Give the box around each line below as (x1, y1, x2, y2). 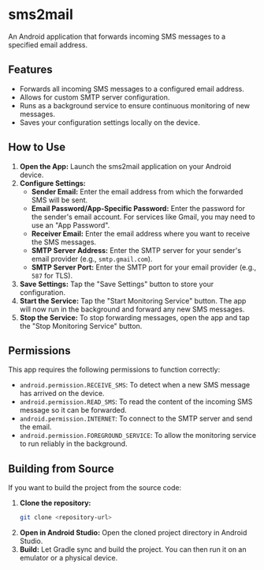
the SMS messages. (31, 237, 97, 247)
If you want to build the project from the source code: (8, 483, 182, 493)
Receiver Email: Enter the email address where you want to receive (31, 228, 251, 238)
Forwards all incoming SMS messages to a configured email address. (19, 84, 244, 93)
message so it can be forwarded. (19, 406, 128, 415)
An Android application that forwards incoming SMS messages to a (8, 32, 226, 41)
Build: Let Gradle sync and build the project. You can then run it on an (19, 545, 247, 554)
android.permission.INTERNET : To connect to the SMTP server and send (19, 413, 253, 424)
